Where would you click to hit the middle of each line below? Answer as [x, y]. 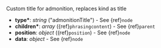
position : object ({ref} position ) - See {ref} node [72, 33]
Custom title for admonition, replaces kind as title [66, 9]
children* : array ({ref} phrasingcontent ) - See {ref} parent [85, 26]
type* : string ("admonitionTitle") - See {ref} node [74, 20]
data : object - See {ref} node [49, 39]
